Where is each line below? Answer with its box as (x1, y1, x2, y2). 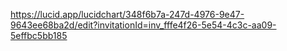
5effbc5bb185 (10, 30, 68, 41)
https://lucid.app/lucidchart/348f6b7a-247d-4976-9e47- (10, 9, 245, 20)
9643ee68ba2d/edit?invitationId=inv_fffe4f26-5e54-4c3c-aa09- (10, 19, 277, 31)
